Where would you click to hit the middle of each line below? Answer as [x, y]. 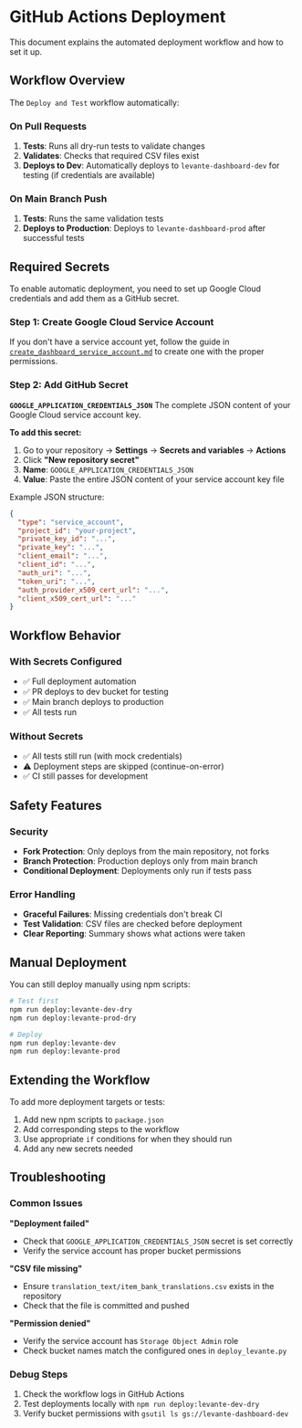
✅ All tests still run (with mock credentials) [102, 756]
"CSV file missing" [46, 1268]
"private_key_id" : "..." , [67, 539]
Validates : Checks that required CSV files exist [111, 156]
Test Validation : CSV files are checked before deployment [132, 924]
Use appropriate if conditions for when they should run [127, 1139]
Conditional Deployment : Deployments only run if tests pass [137, 870]
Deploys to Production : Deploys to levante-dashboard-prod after [144, 228]
